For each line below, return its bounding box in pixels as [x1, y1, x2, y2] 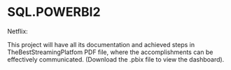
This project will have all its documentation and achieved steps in [7, 40, 195, 49]
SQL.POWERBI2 [7, 4, 101, 20]
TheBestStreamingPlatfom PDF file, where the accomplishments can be [7, 48, 213, 56]
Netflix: [7, 27, 28, 35]
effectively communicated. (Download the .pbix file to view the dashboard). [7, 55, 225, 63]
